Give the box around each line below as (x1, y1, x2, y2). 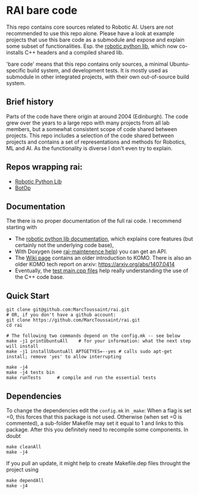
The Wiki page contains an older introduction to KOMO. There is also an (14, 254, 192, 262)
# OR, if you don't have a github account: (6, 312, 117, 318)
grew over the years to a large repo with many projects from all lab (6, 119, 170, 126)
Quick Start (6, 291, 50, 301)
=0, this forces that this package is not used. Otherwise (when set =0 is (6, 414, 182, 420)
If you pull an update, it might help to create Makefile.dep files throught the (6, 460, 191, 467)
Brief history (6, 97, 54, 107)
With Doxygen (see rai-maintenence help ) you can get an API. (14, 248, 167, 255)
